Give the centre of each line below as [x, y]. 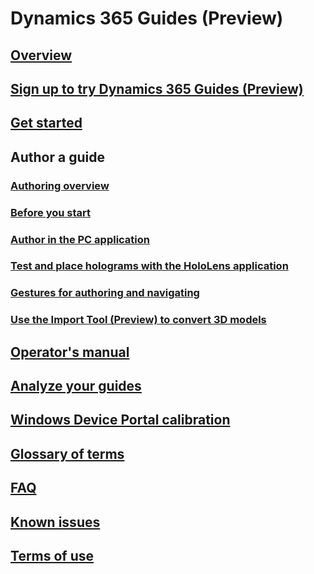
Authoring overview [60, 185]
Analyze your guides [76, 386]
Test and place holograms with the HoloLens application [149, 266]
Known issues [55, 522]
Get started [46, 123]
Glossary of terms [67, 453]
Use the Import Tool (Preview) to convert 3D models [138, 320]
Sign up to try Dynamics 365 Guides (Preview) [157, 88]
